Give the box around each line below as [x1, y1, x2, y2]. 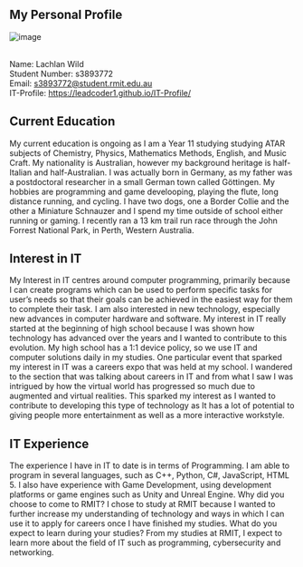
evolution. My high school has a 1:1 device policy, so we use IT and [9, 342, 258, 353]
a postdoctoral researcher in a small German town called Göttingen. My [9, 176, 276, 187]
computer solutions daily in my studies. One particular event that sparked [9, 352, 283, 363]
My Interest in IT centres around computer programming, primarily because [9, 275, 291, 286]
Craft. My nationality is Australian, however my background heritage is [9, 157, 271, 168]
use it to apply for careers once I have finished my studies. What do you [9, 518, 278, 529]
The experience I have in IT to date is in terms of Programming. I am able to [9, 460, 290, 471]
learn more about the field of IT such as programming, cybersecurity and [9, 537, 281, 548]
